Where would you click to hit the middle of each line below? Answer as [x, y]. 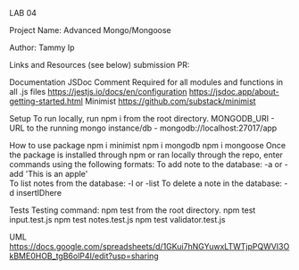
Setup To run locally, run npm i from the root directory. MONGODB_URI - [142, 118]
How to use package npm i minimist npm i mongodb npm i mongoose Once [148, 145]
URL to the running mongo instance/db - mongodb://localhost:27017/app [143, 128]
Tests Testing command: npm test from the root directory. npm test [133, 210]
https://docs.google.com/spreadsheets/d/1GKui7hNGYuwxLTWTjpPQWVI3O [149, 246]
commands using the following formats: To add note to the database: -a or [146, 164]
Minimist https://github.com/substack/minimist [170, 101]
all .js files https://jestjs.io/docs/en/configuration [98, 92]
